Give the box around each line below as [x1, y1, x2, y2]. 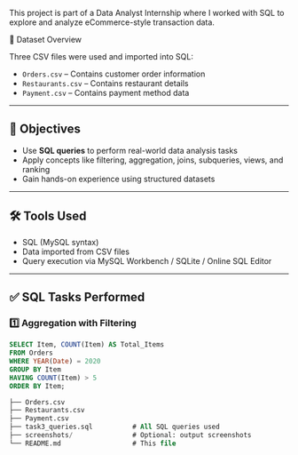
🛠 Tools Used [9, 209, 87, 224]
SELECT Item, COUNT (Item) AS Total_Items [9, 340, 165, 349]
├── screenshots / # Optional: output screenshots [9, 431, 252, 440]
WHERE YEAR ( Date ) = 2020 [9, 357, 101, 366]
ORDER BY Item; [9, 381, 66, 390]
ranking [21, 164, 51, 174]
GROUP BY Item [9, 364, 62, 374]
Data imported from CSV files [21, 246, 130, 257]
